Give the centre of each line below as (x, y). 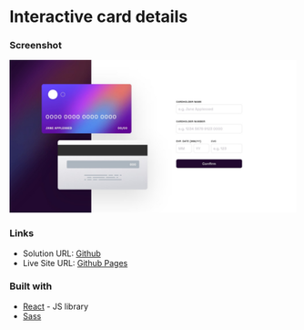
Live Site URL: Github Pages (75, 263)
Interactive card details (99, 17)
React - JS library (56, 306)
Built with (31, 286)
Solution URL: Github (62, 253)
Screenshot (35, 46)
